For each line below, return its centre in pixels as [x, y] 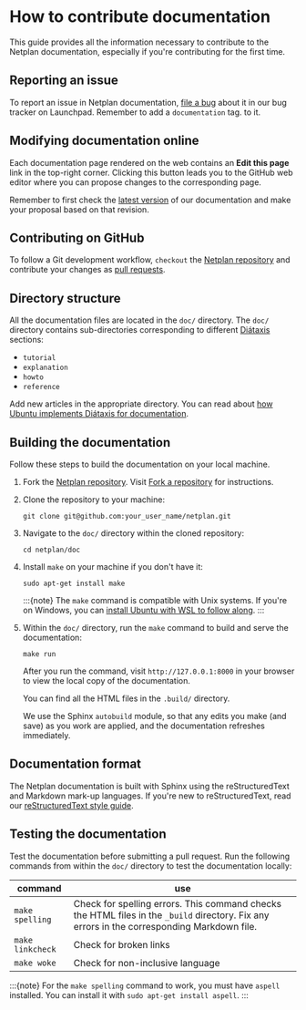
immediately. [46, 735]
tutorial [39, 358]
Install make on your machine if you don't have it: [112, 567]
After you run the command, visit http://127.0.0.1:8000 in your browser [158, 671]
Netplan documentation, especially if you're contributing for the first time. [147, 51]
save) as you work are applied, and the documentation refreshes [144, 726]
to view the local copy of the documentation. [107, 680]
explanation [45, 368]
